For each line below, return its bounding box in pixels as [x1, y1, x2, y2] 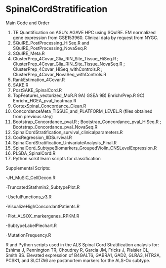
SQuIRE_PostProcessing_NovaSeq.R [12, 45, 87, 51]
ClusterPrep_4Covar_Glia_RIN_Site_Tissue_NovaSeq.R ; [12, 61, 125, 67]
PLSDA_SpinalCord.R [12, 150, 56, 156]
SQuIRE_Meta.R [12, 50, 45, 56]
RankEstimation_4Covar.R [12, 77, 65, 83]
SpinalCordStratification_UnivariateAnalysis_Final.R [12, 139, 117, 145]
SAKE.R [12, 82, 29, 88]
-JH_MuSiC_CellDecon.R [5, 175, 56, 180]
